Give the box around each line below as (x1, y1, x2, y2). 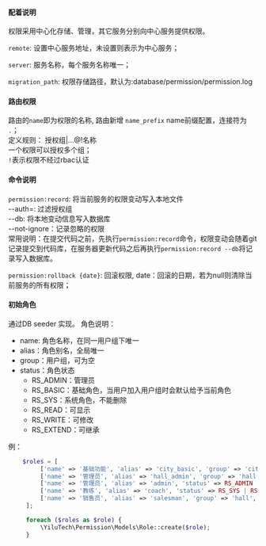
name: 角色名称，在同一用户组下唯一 (19, 335, 140, 345)
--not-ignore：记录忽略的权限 (8, 223, 105, 233)
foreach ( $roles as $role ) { (25, 516, 123, 524)
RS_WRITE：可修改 (31, 414, 93, 424)
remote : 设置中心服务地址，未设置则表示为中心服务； (8, 44, 180, 53)
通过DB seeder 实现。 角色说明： (8, 319, 116, 328)
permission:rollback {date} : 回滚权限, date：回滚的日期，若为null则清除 (8, 270, 245, 280)
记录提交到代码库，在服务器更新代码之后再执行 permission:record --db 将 (8, 243, 246, 253)
